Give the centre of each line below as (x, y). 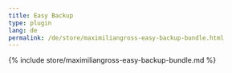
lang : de (23, 30)
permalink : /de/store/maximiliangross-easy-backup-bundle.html (116, 38)
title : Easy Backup (41, 15)
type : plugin (30, 23)
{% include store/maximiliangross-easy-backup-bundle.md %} (112, 60)
